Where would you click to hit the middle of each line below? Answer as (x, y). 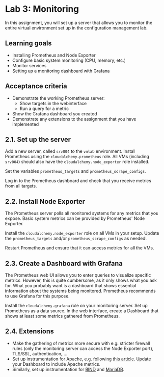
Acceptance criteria (36, 86)
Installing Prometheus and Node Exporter (54, 55)
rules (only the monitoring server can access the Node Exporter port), (83, 348)
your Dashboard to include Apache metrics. (56, 364)
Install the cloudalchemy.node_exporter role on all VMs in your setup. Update (82, 233)
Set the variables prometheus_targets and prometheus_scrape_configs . (76, 171)
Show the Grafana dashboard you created (55, 113)
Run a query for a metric (44, 108)
